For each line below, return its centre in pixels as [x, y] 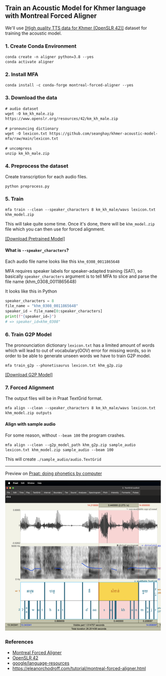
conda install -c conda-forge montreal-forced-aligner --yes [69, 85]
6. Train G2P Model [28, 334]
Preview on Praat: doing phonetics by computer [54, 473]
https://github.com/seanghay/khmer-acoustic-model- [104, 134]
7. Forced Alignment [30, 388]
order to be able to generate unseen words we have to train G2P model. [78, 356]
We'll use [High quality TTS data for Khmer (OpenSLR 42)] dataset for [76, 28]
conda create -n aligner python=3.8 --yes [49, 57]
